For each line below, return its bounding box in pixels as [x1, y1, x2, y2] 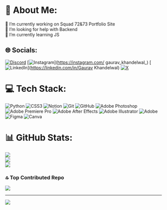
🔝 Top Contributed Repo [5, 174, 65, 181]
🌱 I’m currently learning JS [5, 31, 60, 37]
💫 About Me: [5, 4, 58, 16]
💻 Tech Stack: [5, 83, 67, 94]
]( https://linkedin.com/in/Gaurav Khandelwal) [27, 64, 120, 70]
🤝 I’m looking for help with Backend [5, 26, 78, 32]
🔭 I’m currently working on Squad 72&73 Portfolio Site [5, 21, 115, 27]
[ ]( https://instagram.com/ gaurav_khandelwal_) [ [27, 59, 152, 65]
